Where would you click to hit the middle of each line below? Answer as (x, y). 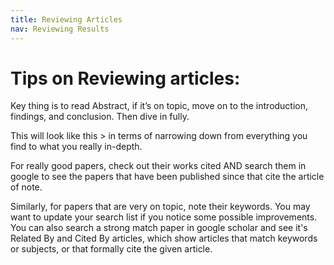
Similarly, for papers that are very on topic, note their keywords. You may (160, 207)
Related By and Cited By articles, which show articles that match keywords (164, 238)
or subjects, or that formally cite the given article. (111, 249)
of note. (26, 187)
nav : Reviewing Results (60, 29)
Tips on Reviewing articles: (125, 78)
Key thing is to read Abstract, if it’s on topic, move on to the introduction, (159, 106)
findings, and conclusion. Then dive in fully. (100, 117)
